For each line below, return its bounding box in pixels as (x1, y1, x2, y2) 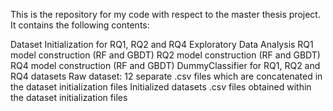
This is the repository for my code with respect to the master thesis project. (10, 9, 321, 20)
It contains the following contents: (10, 19, 150, 31)
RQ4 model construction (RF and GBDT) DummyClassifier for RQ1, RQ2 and (10, 60, 321, 71)
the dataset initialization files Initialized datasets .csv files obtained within (10, 81, 312, 93)
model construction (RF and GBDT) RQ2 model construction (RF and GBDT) (10, 49, 321, 61)
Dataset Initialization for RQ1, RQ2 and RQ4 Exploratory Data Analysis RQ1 (10, 39, 314, 50)
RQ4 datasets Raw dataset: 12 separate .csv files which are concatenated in (10, 70, 323, 82)
